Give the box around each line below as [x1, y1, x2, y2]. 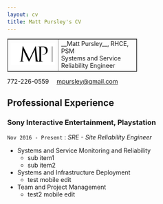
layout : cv [7, 11, 39, 18]
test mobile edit [27, 176, 72, 184]
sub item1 [27, 154, 55, 162]
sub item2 [27, 161, 56, 170]
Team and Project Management [17, 183, 107, 192]
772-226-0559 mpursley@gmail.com [7, 77, 118, 85]
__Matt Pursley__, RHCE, [61, 40, 129, 48]
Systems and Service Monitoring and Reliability [17, 146, 151, 155]
